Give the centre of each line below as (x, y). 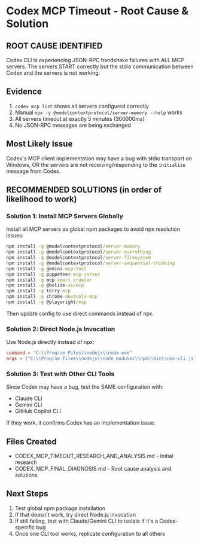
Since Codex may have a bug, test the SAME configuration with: (85, 387)
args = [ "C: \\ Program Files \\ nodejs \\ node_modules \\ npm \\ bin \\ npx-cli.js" (101, 359)
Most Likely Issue (39, 144)
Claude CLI (29, 398)
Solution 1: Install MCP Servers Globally (65, 216)
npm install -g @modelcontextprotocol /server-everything (79, 252)
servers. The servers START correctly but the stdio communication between (100, 66)
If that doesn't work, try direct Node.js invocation (75, 514)
